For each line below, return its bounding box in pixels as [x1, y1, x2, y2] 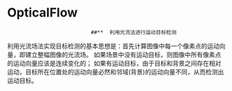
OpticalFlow [7, 5, 78, 21]
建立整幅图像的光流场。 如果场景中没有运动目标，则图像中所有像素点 [25, 50, 222, 59]
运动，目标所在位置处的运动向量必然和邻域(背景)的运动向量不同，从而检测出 [7, 68, 224, 76]
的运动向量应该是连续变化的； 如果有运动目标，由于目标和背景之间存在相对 [7, 59, 222, 67]
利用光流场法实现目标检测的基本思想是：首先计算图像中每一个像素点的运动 [7, 41, 220, 50]
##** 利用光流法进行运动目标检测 [91, 29, 177, 36]
